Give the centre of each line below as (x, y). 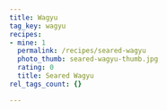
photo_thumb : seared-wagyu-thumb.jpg (88, 59)
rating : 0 (35, 68)
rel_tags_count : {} (46, 84)
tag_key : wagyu (38, 26)
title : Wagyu (34, 17)
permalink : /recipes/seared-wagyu (82, 51)
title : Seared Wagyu (56, 76)
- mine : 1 (28, 42)
